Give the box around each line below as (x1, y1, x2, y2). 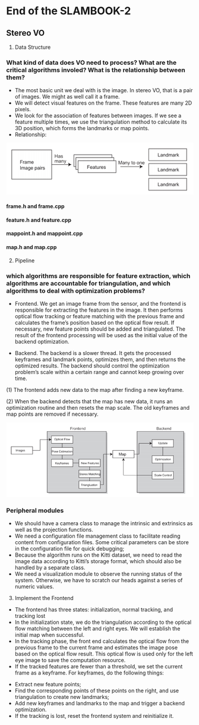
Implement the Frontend (14, 595, 74, 602)
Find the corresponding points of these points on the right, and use (14, 687, 179, 694)
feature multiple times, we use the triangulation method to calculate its (14, 118, 187, 125)
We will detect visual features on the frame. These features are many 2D (14, 99, 192, 106)
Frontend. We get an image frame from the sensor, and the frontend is (14, 300, 187, 307)
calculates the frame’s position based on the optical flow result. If (14, 319, 175, 326)
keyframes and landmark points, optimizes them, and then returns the (14, 356, 186, 363)
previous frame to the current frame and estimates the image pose (14, 644, 178, 651)
